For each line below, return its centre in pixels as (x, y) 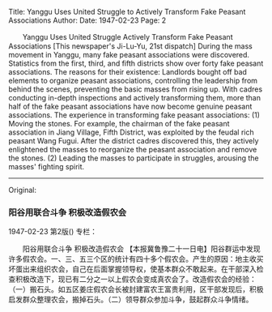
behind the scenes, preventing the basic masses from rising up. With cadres (136, 89)
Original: (23, 190)
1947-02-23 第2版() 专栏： (53, 232)
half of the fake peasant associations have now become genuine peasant (130, 106)
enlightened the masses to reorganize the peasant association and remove (133, 150)
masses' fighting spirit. (47, 167)
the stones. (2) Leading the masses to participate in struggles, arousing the (134, 158)
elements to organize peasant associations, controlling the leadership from (133, 81)
